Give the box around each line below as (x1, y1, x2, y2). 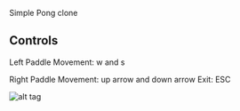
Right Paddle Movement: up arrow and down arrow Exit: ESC (9, 74, 231, 84)
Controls (9, 33, 59, 48)
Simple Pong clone (9, 8, 78, 18)
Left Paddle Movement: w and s (9, 57, 125, 67)
